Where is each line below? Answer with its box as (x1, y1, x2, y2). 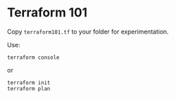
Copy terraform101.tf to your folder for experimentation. (7, 27, 170, 36)
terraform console (7, 53, 60, 61)
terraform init (7, 79, 51, 86)
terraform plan (7, 85, 51, 92)
